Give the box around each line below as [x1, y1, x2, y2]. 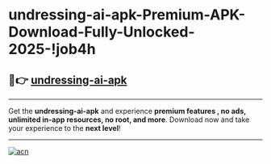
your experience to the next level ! [8, 124, 121, 132]
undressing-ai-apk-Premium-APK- [8, 6, 246, 24]
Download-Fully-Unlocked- [8, 23, 195, 41]
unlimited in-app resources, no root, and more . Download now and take [8, 115, 250, 124]
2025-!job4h [8, 40, 96, 58]
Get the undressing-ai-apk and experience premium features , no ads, [8, 107, 247, 116]
